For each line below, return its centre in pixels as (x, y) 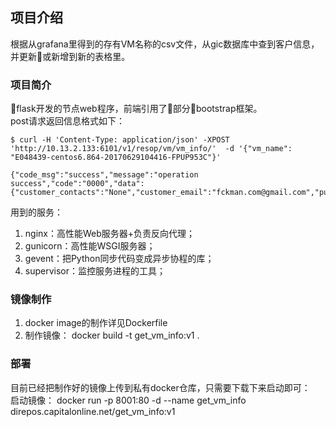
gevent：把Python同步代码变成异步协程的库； (119, 259)
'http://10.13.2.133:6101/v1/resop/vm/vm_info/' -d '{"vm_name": (151, 149)
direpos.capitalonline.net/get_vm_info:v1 (93, 411)
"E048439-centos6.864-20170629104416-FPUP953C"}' (116, 158)
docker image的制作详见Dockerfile (96, 323)
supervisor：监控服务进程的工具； (95, 271)
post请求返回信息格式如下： (67, 121)
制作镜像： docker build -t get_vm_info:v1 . (112, 335)
